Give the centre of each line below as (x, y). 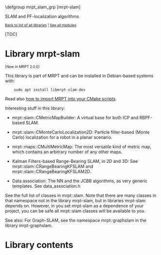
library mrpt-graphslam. (29, 225)
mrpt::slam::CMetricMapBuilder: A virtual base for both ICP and (75, 117)
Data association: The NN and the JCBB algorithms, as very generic (80, 181)
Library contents (39, 245)
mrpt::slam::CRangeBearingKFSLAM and (53, 166)
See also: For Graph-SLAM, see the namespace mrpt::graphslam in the (76, 220)
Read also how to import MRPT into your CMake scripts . (61, 98)
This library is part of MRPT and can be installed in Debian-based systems (79, 76)
